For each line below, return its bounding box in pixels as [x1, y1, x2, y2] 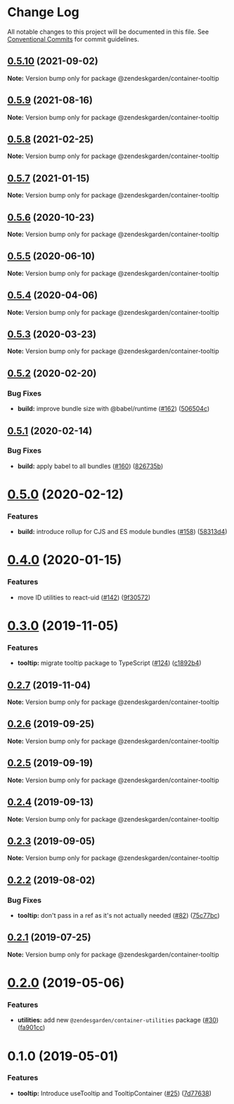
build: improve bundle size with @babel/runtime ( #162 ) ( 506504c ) [17, 405, 210, 413]
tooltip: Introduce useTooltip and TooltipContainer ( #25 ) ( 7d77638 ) [17, 1089, 212, 1097]
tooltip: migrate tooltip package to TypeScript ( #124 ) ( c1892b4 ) [17, 658, 202, 668]
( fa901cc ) [17, 1023, 46, 1032]
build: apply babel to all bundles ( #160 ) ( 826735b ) [17, 462, 164, 470]
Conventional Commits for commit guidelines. [7, 34, 139, 43]
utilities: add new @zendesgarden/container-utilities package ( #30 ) [17, 1016, 219, 1025]
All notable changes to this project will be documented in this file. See [7, 27, 209, 36]
